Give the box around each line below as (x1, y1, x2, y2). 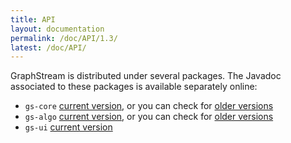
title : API (10, 14, 56, 25)
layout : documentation (10, 24, 105, 34)
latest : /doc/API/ (10, 42, 87, 53)
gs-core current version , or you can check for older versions (24, 100, 274, 112)
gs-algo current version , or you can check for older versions (24, 111, 274, 123)
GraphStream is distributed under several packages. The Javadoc (10, 70, 282, 82)
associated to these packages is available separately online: (10, 81, 258, 93)
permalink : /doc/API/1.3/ (10, 33, 118, 43)
